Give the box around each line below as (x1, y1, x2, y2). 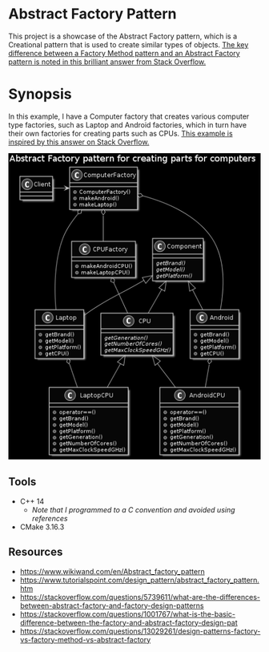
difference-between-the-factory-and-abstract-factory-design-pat (19, 618, 238, 627)
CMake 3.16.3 (19, 522, 65, 532)
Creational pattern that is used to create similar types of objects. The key (8, 39, 249, 49)
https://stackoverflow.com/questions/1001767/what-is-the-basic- (19, 609, 236, 618)
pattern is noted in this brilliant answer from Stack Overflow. (8, 57, 207, 67)
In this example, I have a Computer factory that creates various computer (8, 111, 250, 121)
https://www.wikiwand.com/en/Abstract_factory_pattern (19, 566, 206, 576)
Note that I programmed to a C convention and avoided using (31, 504, 235, 514)
